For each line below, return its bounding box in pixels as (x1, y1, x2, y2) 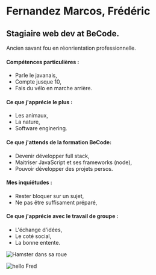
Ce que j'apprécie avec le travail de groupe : (6, 213, 119, 220)
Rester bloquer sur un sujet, (14, 192, 84, 199)
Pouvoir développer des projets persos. (14, 165, 113, 172)
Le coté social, (14, 233, 52, 240)
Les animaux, (14, 112, 48, 119)
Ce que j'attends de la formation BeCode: (6, 139, 112, 146)
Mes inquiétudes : (6, 179, 52, 186)
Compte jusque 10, (14, 78, 62, 85)
